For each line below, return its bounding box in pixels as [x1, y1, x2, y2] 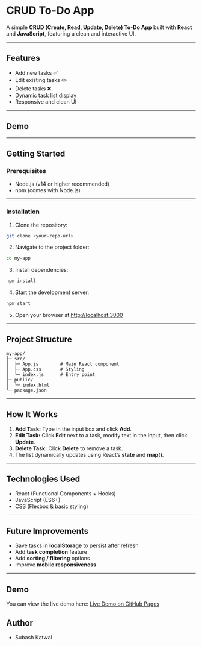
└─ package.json [6, 387, 47, 394]
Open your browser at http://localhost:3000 [14, 312, 123, 319]
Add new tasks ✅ [14, 69, 58, 76]
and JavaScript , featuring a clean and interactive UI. [6, 30, 136, 37]
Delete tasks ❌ [14, 85, 52, 92]
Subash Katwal [14, 633, 52, 641]
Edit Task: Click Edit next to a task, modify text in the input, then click [14, 431, 188, 439]
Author [6, 618, 33, 628]
